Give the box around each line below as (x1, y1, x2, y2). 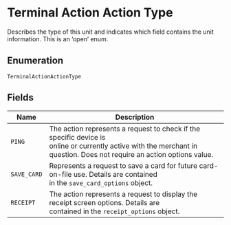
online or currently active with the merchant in (49, 141, 198, 151)
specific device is (49, 132, 106, 142)
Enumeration (7, 55, 64, 67)
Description (115, 112, 155, 122)
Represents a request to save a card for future (49, 160, 198, 170)
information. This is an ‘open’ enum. (7, 34, 109, 43)
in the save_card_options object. (49, 178, 153, 187)
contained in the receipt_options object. (49, 206, 180, 216)
